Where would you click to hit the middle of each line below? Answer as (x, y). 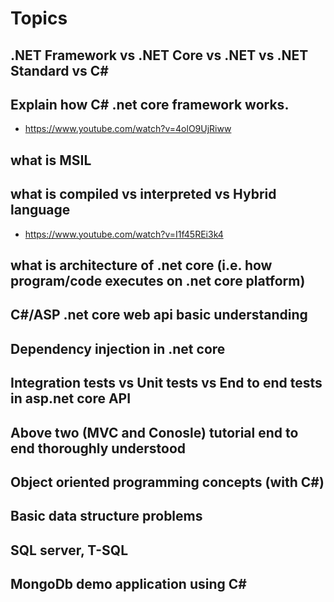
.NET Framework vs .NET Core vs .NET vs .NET (159, 55)
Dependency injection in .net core (118, 348)
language (40, 210)
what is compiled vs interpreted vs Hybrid (143, 194)
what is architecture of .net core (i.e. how (141, 265)
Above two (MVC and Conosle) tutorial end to (154, 432)
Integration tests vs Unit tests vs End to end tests (166, 383)
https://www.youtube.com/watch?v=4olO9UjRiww (128, 129)
